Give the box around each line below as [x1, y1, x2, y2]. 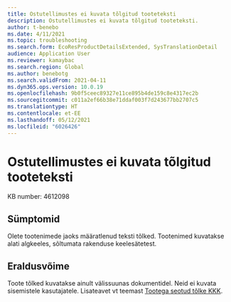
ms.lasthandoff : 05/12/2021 [7, 116, 91, 123]
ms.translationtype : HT [7, 103, 78, 110]
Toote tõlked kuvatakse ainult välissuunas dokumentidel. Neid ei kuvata [7, 279, 217, 288]
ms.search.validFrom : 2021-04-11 [7, 76, 107, 84]
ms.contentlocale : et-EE [7, 110, 81, 117]
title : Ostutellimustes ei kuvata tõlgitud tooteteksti [7, 10, 176, 18]
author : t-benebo [7, 24, 59, 31]
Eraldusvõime [7, 260, 70, 272]
